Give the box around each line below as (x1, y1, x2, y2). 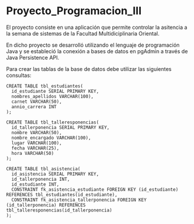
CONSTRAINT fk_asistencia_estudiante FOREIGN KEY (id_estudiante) (11, 186, 179, 193)
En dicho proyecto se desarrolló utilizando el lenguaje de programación (6, 41, 180, 48)
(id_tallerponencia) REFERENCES (6, 202, 86, 208)
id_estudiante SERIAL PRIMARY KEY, (11, 88, 99, 94)
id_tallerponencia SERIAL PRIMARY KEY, (11, 124, 110, 131)
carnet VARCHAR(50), (11, 99, 62, 105)
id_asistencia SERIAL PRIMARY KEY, (11, 171, 99, 177)
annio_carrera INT (11, 103, 57, 110)
